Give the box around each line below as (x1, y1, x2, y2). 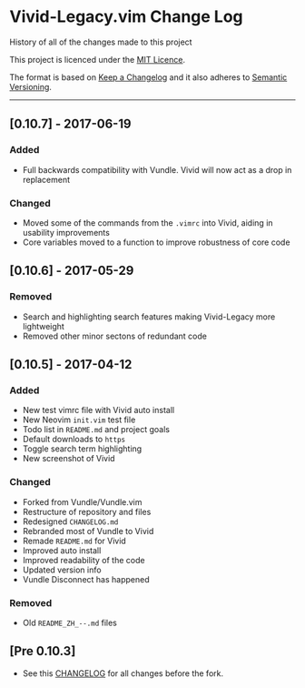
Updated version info (22, 564, 102, 575)
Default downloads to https (22, 434, 125, 445)
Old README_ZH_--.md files (22, 617, 118, 628)
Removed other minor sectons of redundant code (22, 330, 207, 341)
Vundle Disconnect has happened (22, 573, 150, 584)
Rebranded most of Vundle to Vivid (22, 525, 154, 536)
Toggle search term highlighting (22, 443, 143, 454)
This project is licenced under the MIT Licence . (9, 54, 186, 65)
